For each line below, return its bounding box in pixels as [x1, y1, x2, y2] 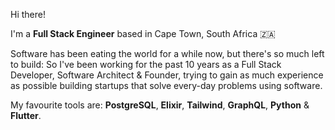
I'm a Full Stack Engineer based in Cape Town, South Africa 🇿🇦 [10, 28, 276, 39]
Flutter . [10, 110, 42, 121]
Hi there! [10, 9, 46, 20]
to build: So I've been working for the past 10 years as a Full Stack [10, 59, 282, 70]
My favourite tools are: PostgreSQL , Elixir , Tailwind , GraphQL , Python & [10, 99, 310, 111]
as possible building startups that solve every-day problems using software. [10, 80, 323, 91]
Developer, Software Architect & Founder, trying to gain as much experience [10, 69, 324, 81]
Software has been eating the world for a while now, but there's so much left [10, 48, 325, 59]
